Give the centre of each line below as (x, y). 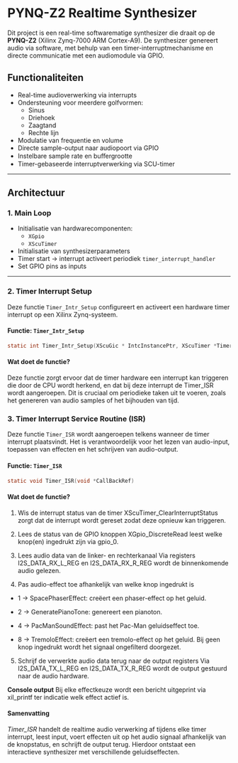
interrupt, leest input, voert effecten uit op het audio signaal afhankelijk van (117, 737)
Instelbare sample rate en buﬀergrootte (75, 156)
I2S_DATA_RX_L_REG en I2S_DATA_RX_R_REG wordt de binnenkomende (123, 562)
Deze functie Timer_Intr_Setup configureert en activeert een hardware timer (119, 306)
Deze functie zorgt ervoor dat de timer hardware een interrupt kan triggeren (118, 378)
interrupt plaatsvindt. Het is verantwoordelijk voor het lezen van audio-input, (119, 442)
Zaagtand (42, 125)
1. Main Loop (29, 213)
